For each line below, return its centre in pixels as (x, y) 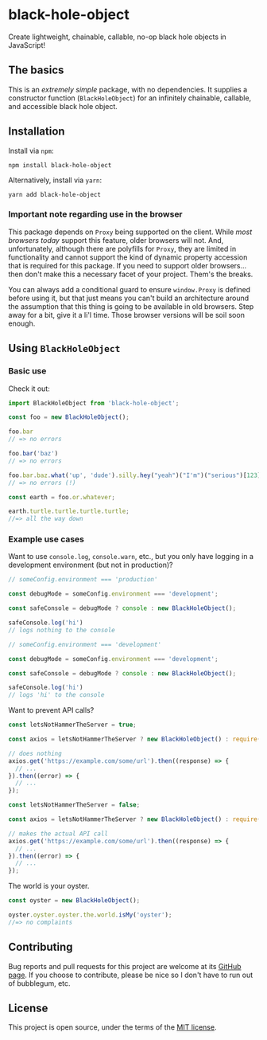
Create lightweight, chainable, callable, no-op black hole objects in (117, 37)
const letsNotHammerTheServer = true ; (72, 725)
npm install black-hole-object (60, 165)
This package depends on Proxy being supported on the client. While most (130, 232)
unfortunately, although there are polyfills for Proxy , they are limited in (122, 248)
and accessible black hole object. (63, 106)
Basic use (27, 371)
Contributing (41, 947)
